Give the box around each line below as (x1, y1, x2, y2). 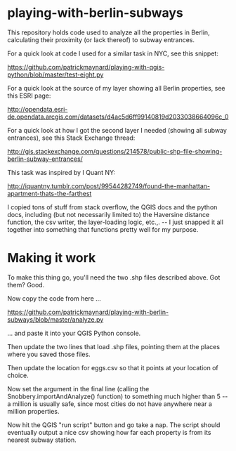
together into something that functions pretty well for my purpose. (7, 225, 199, 233)
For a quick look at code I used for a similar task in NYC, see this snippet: (7, 49, 219, 58)
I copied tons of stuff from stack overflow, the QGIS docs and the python (7, 202, 218, 211)
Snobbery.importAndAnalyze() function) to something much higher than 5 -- (7, 392, 228, 400)
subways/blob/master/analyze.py (7, 315, 104, 324)
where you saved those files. (7, 350, 91, 358)
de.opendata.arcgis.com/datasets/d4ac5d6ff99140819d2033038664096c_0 (7, 112, 229, 121)
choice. (7, 371, 29, 379)
